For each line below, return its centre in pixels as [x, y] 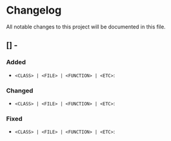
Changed [20, 91]
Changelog [34, 10]
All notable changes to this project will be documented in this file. [86, 27]
